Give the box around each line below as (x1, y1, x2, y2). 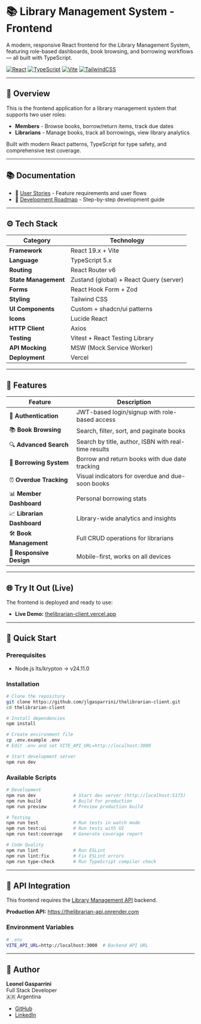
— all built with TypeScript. (6, 54, 73, 61)
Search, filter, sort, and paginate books (76, 426, 185, 434)
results (90, 445, 109, 454)
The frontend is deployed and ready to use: (6, 599, 113, 606)
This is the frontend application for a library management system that (6, 104, 177, 111)
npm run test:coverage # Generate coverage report (6, 831, 144, 837)
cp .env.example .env (6, 737, 60, 743)
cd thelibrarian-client (6, 704, 66, 710)
